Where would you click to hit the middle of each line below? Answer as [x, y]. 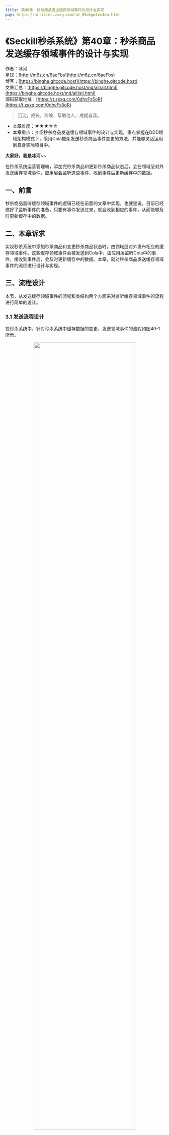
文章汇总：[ [17, 88]
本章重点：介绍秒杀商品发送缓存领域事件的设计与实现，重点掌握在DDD [86, 132]
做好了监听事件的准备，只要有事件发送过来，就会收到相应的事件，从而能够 [82, 210]
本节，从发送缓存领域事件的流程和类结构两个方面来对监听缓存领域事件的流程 [84, 296]
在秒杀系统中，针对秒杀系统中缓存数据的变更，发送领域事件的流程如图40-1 [83, 329]
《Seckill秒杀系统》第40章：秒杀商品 [80, 41]
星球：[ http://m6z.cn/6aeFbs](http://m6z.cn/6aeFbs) [60, 75]
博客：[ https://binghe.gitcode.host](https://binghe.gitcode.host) [71, 81]
